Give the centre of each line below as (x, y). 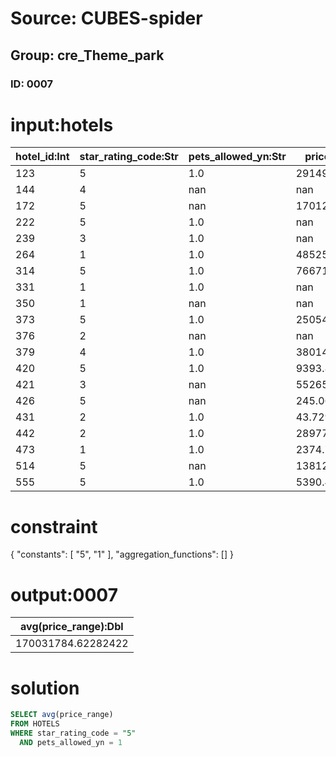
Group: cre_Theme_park (87, 55)
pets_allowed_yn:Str (237, 157)
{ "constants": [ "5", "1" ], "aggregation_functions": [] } (122, 554)
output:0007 (64, 594)
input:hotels (62, 124)
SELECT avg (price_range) (62, 715)
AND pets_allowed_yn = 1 (71, 742)
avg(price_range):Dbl (72, 627)
